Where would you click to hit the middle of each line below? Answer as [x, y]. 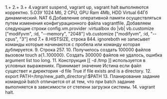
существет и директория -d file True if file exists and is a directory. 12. [78, 71]
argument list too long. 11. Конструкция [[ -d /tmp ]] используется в [75, 60]
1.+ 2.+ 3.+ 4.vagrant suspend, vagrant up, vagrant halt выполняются [77, 7]
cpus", [12, 39]
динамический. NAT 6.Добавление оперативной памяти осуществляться [83, 18]
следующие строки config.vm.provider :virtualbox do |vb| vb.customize [80, 28]
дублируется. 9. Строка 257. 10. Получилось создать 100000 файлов [78, 50]
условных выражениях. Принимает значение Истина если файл [73, 65]
